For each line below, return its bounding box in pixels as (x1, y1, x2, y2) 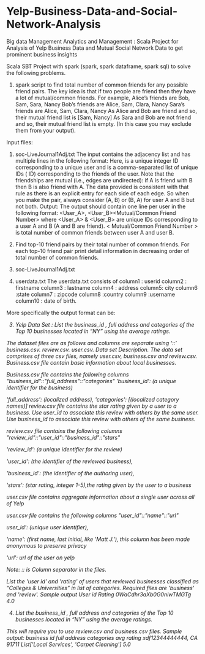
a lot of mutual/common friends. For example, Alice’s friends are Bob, (15, 94, 190, 101)
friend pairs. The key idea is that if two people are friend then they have (15, 87, 196, 95)
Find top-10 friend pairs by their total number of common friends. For (15, 241, 190, 248)
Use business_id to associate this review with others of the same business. (6, 415, 196, 422)
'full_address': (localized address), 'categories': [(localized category (6, 395, 179, 403)
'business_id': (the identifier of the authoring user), (6, 469, 135, 477)
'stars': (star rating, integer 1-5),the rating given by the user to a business (6, 481, 192, 489)
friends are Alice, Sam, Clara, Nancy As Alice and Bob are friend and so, (15, 107, 198, 114)
